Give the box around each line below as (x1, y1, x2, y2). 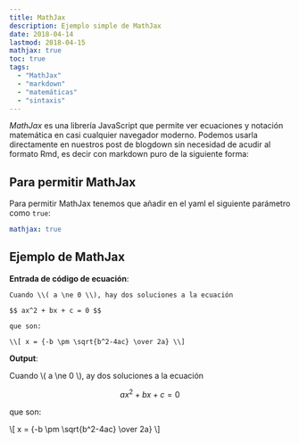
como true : (9, 208, 51, 218)
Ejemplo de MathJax (9, 250, 125, 265)
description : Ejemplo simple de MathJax (9, 21, 162, 30)
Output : (9, 353, 38, 364)
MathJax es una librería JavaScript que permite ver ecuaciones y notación (9, 120, 284, 131)
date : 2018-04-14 (9, 29, 74, 38)
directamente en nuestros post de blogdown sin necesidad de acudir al (9, 139, 271, 150)
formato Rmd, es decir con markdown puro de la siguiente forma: (9, 149, 250, 160)
